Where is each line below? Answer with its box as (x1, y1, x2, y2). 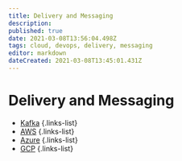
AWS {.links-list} (19, 126, 75, 136)
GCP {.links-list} (19, 143, 74, 153)
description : (8, 19, 52, 27)
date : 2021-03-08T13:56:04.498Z (8, 34, 117, 43)
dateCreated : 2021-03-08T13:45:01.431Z (8, 57, 143, 65)
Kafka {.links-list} (19, 118, 78, 127)
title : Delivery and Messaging (8, 11, 114, 20)
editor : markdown (8, 49, 67, 57)
